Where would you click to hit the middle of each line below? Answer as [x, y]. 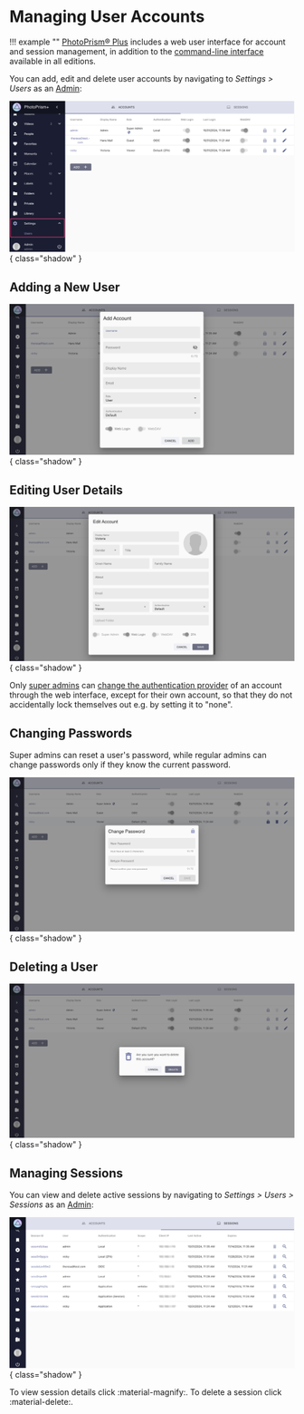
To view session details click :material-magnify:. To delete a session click [146, 1392]
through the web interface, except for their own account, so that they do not [151, 695]
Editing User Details [66, 490]
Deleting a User [53, 966]
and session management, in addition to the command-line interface [137, 51]
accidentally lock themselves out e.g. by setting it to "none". [121, 705]
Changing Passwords [71, 733]
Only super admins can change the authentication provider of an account [146, 686]
